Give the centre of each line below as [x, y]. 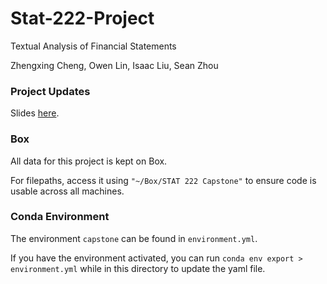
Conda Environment [60, 217]
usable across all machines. [67, 191]
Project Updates [50, 91]
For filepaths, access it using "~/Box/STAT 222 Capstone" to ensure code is [163, 180]
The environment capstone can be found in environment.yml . [134, 238]
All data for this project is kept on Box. [89, 161]
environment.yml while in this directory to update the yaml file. [138, 268]
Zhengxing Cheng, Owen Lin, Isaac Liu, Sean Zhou [114, 65]
